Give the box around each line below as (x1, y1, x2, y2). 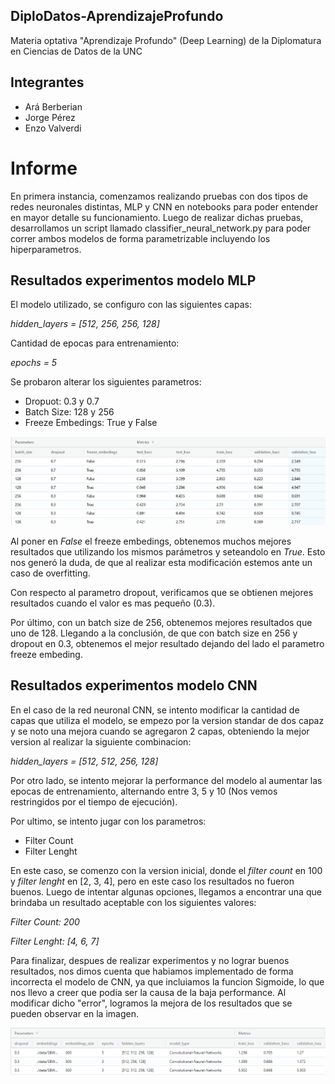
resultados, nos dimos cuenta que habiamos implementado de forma (10, 965, 294, 977)
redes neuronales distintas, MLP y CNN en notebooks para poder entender (10, 200, 319, 213)
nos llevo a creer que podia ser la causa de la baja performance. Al (10, 986, 287, 998)
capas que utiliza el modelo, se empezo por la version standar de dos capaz (10, 714, 325, 726)
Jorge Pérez (24, 111, 76, 123)
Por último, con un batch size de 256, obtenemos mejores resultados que (10, 616, 313, 628)
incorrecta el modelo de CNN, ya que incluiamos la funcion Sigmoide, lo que (10, 975, 325, 988)
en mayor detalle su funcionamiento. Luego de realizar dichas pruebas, (10, 211, 304, 223)
